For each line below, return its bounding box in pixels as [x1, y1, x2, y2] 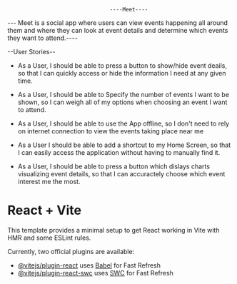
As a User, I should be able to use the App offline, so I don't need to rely [17, 119, 230, 128]
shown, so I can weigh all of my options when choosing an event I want [17, 98, 228, 106]
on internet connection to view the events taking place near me [17, 127, 204, 135]
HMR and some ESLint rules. [7, 233, 91, 242]
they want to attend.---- [7, 34, 79, 42]
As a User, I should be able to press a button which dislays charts [17, 162, 211, 171]
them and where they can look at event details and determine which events [7, 26, 228, 34]
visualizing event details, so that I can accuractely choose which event [17, 170, 226, 178]
